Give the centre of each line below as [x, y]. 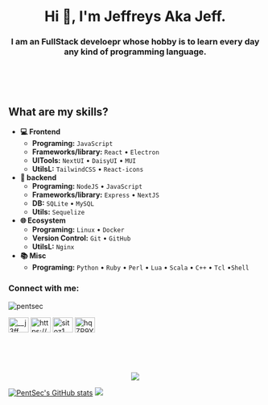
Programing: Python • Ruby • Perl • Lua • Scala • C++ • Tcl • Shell [140, 267]
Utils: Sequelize [58, 212]
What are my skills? [58, 112]
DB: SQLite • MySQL [63, 203]
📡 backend [38, 177]
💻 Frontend [40, 132]
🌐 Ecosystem [43, 220]
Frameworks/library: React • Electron [95, 152]
